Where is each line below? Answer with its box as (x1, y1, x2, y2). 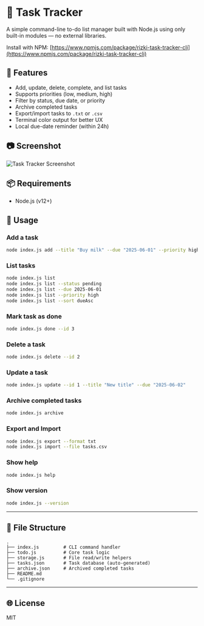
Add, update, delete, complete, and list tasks (15, 84, 127, 91)
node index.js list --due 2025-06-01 (6, 286, 102, 292)
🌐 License (6, 597, 46, 608)
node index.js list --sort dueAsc (6, 297, 94, 304)
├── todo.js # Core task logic (6, 549, 110, 556)
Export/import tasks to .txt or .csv (15, 109, 103, 117)
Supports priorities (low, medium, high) (15, 90, 113, 98)
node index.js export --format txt (6, 438, 97, 445)
